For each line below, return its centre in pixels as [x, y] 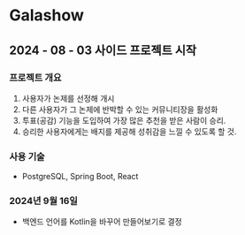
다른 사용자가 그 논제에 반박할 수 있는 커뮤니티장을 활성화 [120, 109]
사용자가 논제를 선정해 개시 [68, 98]
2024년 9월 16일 [43, 201]
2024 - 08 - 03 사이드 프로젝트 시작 [103, 50]
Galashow [46, 15]
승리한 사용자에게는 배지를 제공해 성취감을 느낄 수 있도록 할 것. [129, 131]
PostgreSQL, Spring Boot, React [80, 177]
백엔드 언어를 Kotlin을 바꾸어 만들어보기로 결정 [102, 222]
